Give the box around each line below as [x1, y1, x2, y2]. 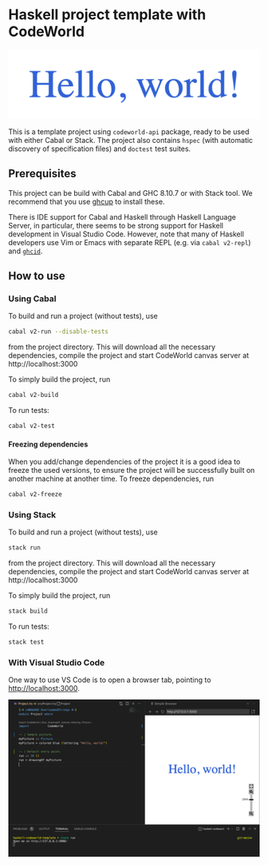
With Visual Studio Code [8, 657, 105, 668]
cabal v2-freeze [8, 490, 62, 498]
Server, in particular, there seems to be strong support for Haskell [8, 220, 223, 230]
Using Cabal [8, 293, 57, 304]
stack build [8, 607, 48, 616]
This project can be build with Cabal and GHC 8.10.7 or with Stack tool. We [8, 188, 253, 197]
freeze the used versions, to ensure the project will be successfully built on [8, 466, 255, 475]
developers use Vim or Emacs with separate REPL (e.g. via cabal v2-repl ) [8, 237, 251, 247]
